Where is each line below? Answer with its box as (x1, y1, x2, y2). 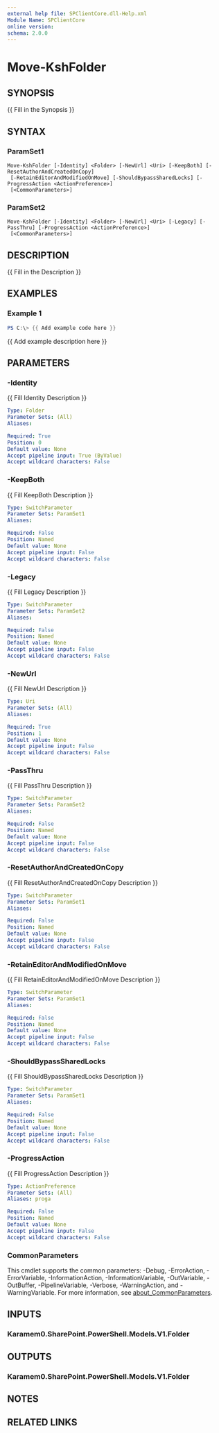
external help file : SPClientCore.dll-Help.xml (7, 10, 148, 17)
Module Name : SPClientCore (7, 17, 85, 24)
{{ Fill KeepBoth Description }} (7, 490, 94, 499)
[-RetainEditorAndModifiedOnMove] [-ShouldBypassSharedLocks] (10, 174, 194, 181)
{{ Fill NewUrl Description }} (7, 685, 87, 693)
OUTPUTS (7, 1350, 52, 1362)
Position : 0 (7, 439, 42, 446)
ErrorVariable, (7, 1273, 47, 1282)
